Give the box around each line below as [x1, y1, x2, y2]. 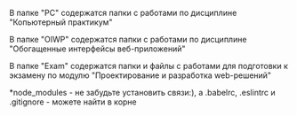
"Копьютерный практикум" [9, 17, 113, 27]
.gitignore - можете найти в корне [9, 97, 138, 107]
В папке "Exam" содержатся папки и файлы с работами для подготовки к [9, 61, 289, 71]
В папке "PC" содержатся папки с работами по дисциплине [9, 8, 237, 18]
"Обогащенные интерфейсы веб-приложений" [9, 43, 186, 54]
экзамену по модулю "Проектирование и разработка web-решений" [9, 70, 272, 81]
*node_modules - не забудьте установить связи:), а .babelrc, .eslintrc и [9, 88, 276, 97]
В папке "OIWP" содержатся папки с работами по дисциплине [9, 35, 247, 44]
